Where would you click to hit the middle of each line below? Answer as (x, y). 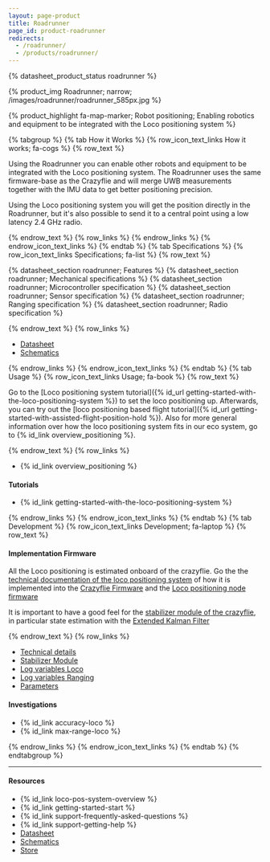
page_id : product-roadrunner (57, 31)
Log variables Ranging (57, 678)
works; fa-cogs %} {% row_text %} (66, 148)
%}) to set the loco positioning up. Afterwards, (182, 401)
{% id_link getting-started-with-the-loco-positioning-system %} (126, 502)
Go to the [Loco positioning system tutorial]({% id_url (96, 392)
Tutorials (23, 484)
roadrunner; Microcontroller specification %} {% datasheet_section (120, 287)
